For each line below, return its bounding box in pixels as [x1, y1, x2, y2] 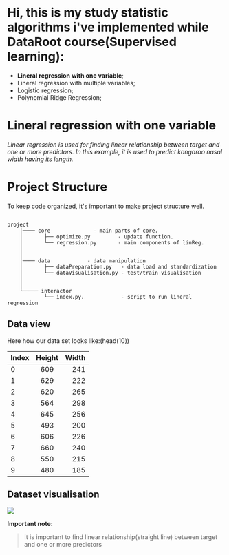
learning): [7, 49, 65, 65]
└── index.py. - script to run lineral [43, 293, 193, 300]
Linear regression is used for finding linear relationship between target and [7, 140, 220, 149]
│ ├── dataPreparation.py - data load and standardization [19, 263, 217, 270]
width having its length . [7, 155, 74, 163]
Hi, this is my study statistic [7, 5, 168, 21]
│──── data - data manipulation [19, 257, 146, 264]
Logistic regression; [17, 86, 74, 94]
